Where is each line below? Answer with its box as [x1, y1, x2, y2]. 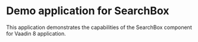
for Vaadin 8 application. [6, 30, 67, 37]
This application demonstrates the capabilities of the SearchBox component [6, 24, 192, 31]
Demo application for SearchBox [6, 4, 169, 18]
